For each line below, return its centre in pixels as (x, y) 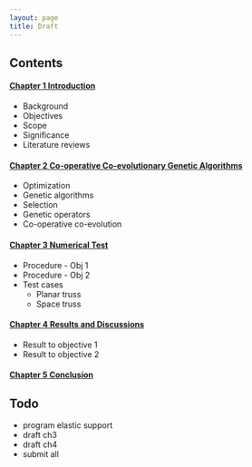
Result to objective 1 (60, 345)
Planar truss (58, 294)
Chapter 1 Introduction (53, 86)
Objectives (43, 116)
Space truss (58, 304)
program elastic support (68, 425)
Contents (36, 63)
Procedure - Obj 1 (55, 265)
